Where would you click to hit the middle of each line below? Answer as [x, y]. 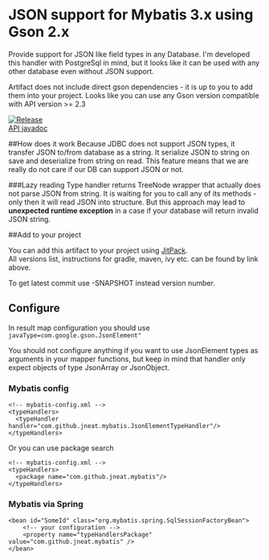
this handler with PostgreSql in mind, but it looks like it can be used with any [134, 63]
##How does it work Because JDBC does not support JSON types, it [122, 143]
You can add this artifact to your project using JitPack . [98, 250]
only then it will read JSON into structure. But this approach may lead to [127, 202]
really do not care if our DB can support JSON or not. [96, 169]
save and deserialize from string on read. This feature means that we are [128, 161]
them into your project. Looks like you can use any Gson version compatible [134, 95]
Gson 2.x [39, 32]
